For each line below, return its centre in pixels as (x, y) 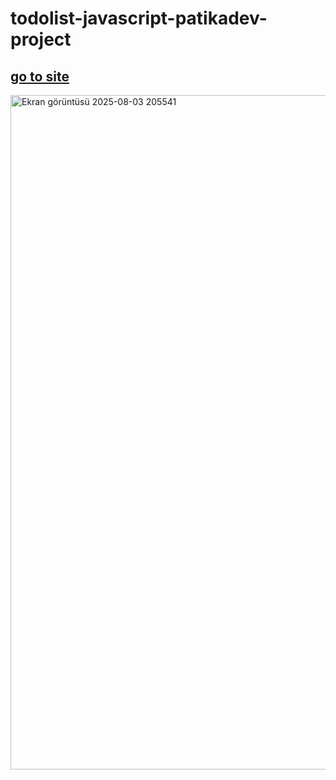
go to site (40, 76)
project (41, 39)
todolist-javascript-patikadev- (139, 18)
